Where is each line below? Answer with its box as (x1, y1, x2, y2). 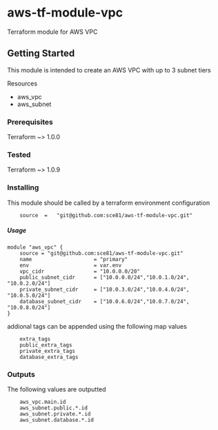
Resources (7, 79, 38, 88)
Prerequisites (7, 117, 53, 127)
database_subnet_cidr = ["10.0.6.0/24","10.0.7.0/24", (19, 298, 190, 305)
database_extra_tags (19, 354, 79, 360)
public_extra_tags (19, 341, 72, 349)
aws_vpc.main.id (19, 398, 67, 405)
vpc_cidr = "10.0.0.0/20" (19, 267, 140, 275)
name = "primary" (19, 256, 128, 263)
